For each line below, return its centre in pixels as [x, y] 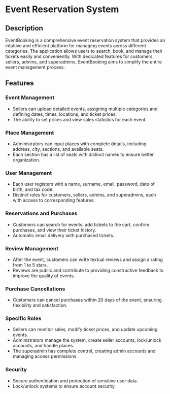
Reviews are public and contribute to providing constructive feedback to [88, 270]
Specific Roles [23, 318]
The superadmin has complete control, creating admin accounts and [84, 351]
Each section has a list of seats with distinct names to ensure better [83, 154]
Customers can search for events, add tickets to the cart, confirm [81, 224]
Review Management [32, 248]
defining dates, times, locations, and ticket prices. [65, 114]
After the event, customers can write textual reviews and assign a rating [88, 259]
